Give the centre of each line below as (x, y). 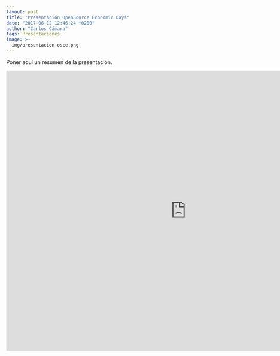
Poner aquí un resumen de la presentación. (59, 62)
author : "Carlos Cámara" (37, 28)
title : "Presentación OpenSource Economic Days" (68, 17)
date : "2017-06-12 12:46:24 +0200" (51, 23)
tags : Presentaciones (33, 34)
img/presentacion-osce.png (45, 45)
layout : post (22, 12)
